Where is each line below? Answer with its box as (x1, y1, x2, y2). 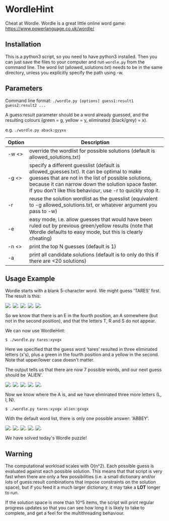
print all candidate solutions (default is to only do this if (29, 251, 159, 258)
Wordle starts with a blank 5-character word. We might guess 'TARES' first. (5, 288, 161, 294)
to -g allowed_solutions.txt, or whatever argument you (29, 201, 157, 208)
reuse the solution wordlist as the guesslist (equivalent (29, 195, 158, 202)
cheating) (29, 235, 52, 242)
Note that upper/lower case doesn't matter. (5, 357, 95, 363)
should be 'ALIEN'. (5, 372, 43, 378)
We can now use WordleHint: (5, 328, 65, 334)
